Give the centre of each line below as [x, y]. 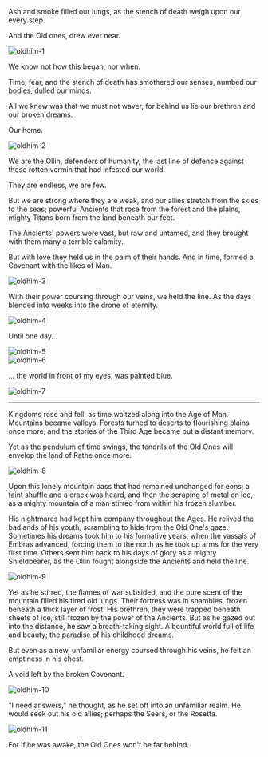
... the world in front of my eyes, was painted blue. [91, 376]
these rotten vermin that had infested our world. [87, 170]
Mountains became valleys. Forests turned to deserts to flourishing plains [129, 423]
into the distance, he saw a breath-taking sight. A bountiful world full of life [131, 626]
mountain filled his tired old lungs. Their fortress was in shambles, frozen [128, 601]
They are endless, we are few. [57, 185]
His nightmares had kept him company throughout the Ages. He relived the [131, 519]
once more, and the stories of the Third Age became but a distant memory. [131, 431]
